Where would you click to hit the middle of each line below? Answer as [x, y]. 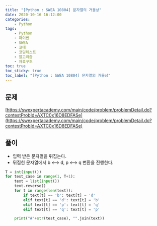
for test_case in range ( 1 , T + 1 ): [40, 177]
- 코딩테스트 [25, 52]
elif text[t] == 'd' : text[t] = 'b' [62, 200]
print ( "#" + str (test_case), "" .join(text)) [59, 218]
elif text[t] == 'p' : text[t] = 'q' [62, 205]
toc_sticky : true [23, 71]
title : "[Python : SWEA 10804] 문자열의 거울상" [53, 10]
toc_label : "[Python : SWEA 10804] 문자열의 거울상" [58, 76]
